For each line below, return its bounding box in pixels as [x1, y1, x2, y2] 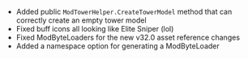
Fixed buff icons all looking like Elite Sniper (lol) [15, 24, 174, 33]
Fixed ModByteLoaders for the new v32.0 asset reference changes [15, 32, 241, 42]
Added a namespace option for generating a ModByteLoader [15, 41, 220, 51]
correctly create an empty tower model [15, 15, 148, 25]
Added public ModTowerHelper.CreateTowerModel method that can [15, 7, 233, 16]
